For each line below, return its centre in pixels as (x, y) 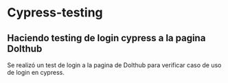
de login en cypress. (36, 72)
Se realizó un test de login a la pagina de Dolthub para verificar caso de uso (114, 65)
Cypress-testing (55, 13)
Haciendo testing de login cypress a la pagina (106, 38)
